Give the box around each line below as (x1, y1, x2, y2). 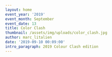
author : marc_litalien (5, 35, 52, 40)
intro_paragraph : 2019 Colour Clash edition (5, 44, 99, 49)
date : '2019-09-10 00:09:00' (5, 40, 65, 45)
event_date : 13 (5, 21, 37, 26)
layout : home (5, 7, 32, 12)
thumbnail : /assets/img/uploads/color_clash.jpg (5, 30, 108, 35)
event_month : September (5, 16, 55, 21)
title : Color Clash (5, 26, 46, 31)
